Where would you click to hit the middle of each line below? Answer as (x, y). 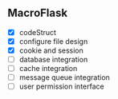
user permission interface (62, 86)
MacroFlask (38, 13)
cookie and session (51, 50)
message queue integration (64, 77)
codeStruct (38, 32)
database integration (53, 59)
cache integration (48, 69)
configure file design (53, 41)
